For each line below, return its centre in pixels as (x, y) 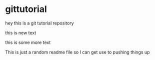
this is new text (21, 32)
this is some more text (28, 42)
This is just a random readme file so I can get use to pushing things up (77, 52)
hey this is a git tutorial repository (39, 23)
